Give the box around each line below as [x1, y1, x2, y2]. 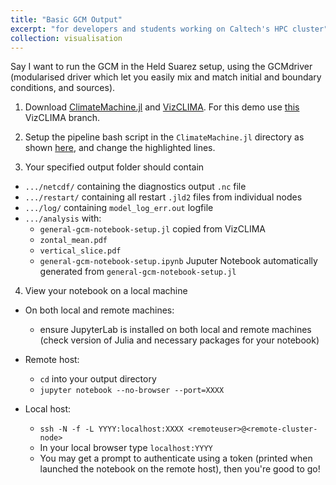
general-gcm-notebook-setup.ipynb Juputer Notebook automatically [39, 255, 318, 267]
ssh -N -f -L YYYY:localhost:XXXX [39, 424, 184, 435]
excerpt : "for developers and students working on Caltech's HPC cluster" [10, 24, 329, 34]
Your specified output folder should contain [24, 161, 205, 173]
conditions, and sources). [10, 82, 116, 94]
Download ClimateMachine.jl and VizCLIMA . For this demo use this [24, 101, 300, 113]
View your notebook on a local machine [24, 285, 188, 297]
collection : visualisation [10, 33, 123, 43]
